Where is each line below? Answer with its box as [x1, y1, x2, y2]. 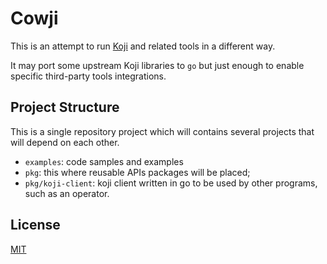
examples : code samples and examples [24, 155, 184, 167]
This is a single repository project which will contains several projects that [10, 125, 315, 137]
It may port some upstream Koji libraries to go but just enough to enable [10, 59, 305, 71]
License [10, 217, 61, 234]
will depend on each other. [10, 136, 120, 148]
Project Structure [10, 99, 120, 116]
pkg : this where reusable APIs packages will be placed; [24, 166, 251, 178]
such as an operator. [24, 187, 110, 199]
